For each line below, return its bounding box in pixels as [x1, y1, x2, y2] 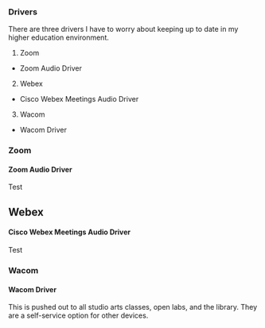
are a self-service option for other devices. [8, 311, 149, 320]
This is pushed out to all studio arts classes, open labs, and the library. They [8, 303, 258, 312]
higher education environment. [8, 33, 109, 42]
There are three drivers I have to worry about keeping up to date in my [8, 25, 239, 34]
